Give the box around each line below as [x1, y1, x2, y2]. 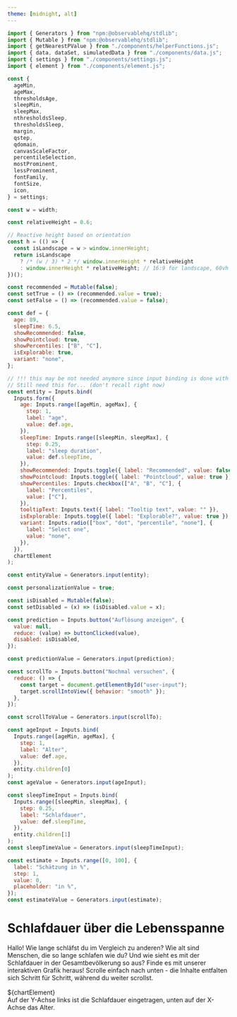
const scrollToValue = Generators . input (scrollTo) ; [7, 714, 162, 721]
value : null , [13, 623, 52, 630]
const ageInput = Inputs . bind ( [7, 727, 99, 734]
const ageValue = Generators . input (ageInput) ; [7, 779, 147, 786]
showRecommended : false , [13, 329, 87, 336]
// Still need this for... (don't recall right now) [7, 381, 166, 388]
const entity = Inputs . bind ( [7, 388, 93, 395]
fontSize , [13, 180, 42, 187]
